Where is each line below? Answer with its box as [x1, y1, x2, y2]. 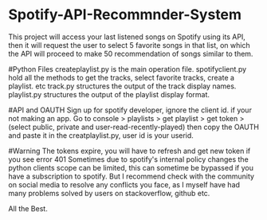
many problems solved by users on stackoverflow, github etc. [8, 188, 210, 198]
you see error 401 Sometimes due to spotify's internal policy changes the [8, 154, 249, 164]
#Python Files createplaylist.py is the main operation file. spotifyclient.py [8, 64, 247, 73]
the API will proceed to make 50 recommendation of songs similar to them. [8, 49, 253, 58]
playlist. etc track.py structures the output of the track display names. [8, 81, 237, 91]
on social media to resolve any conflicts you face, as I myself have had [8, 179, 241, 189]
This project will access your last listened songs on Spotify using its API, [8, 32, 245, 41]
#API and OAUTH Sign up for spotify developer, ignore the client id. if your [8, 105, 253, 115]
